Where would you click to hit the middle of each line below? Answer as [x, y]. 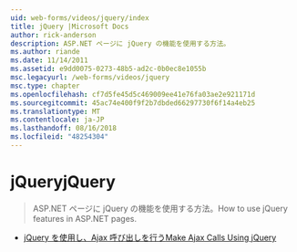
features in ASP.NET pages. [85, 218]
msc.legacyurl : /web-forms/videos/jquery [90, 78]
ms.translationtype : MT [56, 111]
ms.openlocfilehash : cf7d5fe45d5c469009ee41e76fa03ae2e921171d [133, 94]
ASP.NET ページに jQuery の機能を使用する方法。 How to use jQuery [160, 208]
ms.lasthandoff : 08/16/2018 [64, 129]
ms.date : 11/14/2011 [50, 60]
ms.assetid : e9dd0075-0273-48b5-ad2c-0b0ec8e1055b [108, 69]
